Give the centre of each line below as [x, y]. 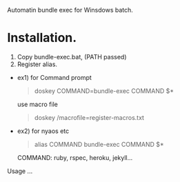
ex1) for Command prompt [54, 77]
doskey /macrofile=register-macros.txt [89, 117]
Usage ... [20, 171]
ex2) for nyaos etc [43, 131]
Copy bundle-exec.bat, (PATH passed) [72, 57]
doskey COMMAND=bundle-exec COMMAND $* [104, 91]
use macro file [38, 104]
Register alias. [37, 64]
